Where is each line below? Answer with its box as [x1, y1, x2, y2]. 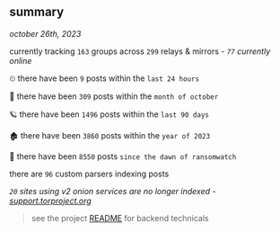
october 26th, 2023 [9, 28, 82, 39]
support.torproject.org [9, 195, 92, 206]
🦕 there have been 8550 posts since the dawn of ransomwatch [9, 150, 237, 162]
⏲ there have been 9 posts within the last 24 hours [9, 73, 200, 84]
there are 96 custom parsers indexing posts [9, 168, 170, 179]
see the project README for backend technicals [31, 212, 209, 223]
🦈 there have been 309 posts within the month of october [9, 91, 219, 102]
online [9, 55, 32, 66]
